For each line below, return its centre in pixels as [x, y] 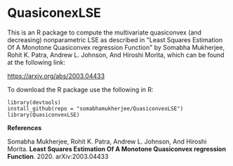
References [25, 127]
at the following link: [36, 62]
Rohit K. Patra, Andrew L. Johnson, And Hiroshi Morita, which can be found [116, 55]
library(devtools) [34, 102]
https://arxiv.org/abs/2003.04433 [56, 76]
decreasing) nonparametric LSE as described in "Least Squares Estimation [115, 39]
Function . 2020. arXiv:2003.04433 [58, 156]
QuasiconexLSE [54, 13]
